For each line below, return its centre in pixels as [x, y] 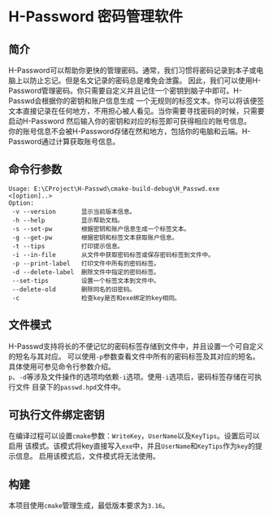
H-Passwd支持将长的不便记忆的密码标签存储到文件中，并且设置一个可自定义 [136, 346]
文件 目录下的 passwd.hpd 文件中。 [70, 386]
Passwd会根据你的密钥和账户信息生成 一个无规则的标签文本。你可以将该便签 [136, 101]
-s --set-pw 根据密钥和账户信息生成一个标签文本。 [101, 229]
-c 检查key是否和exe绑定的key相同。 [96, 298]
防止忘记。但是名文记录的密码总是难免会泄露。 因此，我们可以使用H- [145, 81]
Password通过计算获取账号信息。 [64, 141]
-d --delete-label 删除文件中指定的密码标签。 [86, 272]
